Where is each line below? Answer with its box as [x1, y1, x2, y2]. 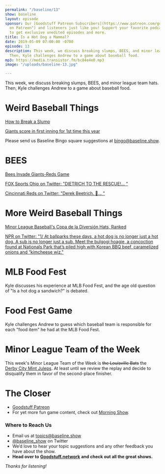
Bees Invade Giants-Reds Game [5, 171, 70, 177]
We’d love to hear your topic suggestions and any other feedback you [12, 443, 153, 449]
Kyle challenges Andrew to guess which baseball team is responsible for [5, 321, 152, 327]
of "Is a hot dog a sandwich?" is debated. [5, 287, 89, 293]
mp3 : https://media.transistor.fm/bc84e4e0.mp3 [5, 58, 105, 63]
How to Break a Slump [5, 119, 50, 125]
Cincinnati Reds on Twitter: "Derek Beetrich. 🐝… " [5, 190, 105, 196]
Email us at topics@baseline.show [12, 433, 82, 439]
